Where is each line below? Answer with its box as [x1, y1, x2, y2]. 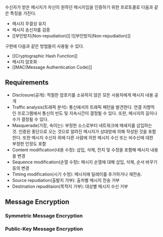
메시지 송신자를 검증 [12, 27, 50, 33]
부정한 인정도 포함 [12, 140, 46, 146]
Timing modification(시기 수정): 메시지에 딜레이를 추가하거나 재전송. [12, 171, 143, 177]
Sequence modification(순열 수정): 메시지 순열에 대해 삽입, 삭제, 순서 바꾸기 [12, 159, 158, 165]
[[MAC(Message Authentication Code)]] [12, 64, 92, 70]
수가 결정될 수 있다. [12, 116, 49, 122]
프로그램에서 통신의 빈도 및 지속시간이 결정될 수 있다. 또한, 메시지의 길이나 [17, 110, 158, 116]
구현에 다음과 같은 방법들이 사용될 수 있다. [5, 43, 84, 49]
